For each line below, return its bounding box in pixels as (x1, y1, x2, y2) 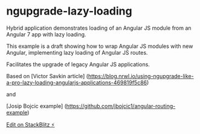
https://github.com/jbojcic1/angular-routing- (66, 102, 176, 110)
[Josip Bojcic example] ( (6, 102, 66, 110)
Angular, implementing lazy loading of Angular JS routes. (6, 49, 148, 56)
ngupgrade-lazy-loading (6, 4, 132, 18)
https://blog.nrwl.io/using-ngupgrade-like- (88, 72, 195, 79)
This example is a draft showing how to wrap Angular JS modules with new (6, 42, 193, 50)
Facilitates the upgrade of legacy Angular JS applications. (6, 61, 150, 68)
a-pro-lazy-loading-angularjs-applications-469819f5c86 (6, 79, 147, 86)
